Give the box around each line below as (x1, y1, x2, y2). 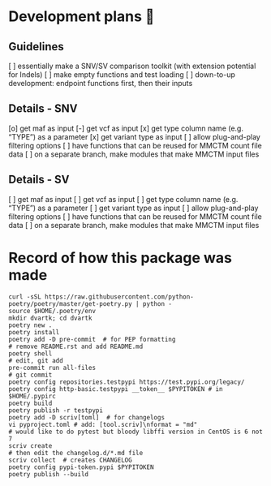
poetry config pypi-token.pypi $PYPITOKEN (8, 462, 154, 471)
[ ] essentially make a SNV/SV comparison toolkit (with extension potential (8, 61, 256, 71)
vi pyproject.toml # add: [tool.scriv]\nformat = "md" (8, 420, 198, 428)
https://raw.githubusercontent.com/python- (44, 292, 195, 301)
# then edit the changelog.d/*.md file (8, 449, 144, 457)
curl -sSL (8, 292, 42, 301)
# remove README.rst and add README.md (8, 342, 144, 351)
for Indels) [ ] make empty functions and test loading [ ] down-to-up (8, 70, 235, 80)
